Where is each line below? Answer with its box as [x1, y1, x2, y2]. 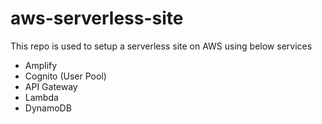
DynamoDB [24, 102, 72, 114]
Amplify [24, 59, 58, 71]
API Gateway [24, 80, 78, 92]
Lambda [24, 91, 59, 103]
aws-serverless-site [10, 7, 184, 30]
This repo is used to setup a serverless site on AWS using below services [10, 40, 313, 52]
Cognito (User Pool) [24, 70, 107, 82]
